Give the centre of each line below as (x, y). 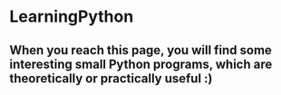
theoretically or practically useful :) (111, 78)
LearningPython (72, 17)
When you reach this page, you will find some (140, 50)
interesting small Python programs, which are (141, 64)
